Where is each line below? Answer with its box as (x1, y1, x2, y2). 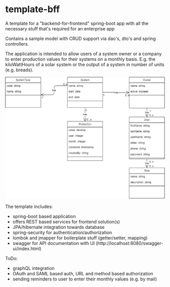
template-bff (5, 4, 60, 15)
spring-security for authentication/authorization (12, 229, 112, 235)
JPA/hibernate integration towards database (12, 224, 105, 230)
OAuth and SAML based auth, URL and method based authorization (12, 270, 153, 276)
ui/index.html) (12, 245, 41, 252)
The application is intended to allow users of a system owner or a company (5, 51, 162, 57)
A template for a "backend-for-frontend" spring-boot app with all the (5, 20, 149, 26)
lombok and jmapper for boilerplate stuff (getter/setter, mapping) (12, 234, 148, 241)
